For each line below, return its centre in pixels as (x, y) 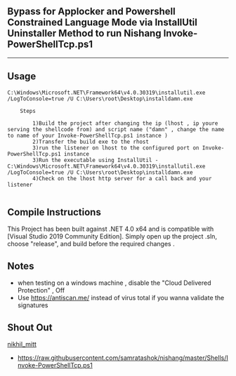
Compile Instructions (54, 212)
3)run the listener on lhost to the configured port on (116, 148)
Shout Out (30, 327)
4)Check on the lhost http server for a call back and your (122, 178)
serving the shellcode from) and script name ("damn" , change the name (116, 129)
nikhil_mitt (22, 344)
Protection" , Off (41, 290)
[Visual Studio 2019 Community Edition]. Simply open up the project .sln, (112, 236)
